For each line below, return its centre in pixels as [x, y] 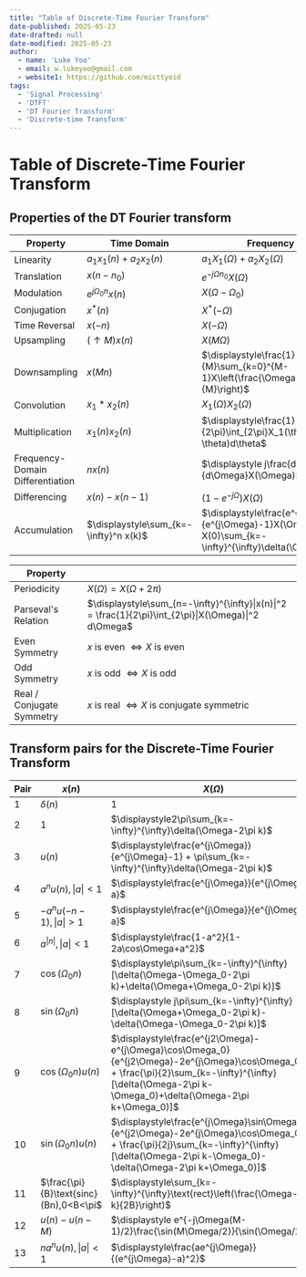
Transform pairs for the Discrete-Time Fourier [142, 749]
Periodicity [37, 588]
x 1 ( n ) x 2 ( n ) [109, 432]
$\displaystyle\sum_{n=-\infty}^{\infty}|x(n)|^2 [187, 603]
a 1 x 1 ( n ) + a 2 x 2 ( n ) [125, 260]
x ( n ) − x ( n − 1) [117, 497]
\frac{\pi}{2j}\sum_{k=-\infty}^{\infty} [199, 1144]
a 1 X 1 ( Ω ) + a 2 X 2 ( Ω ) [243, 260]
